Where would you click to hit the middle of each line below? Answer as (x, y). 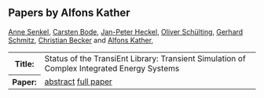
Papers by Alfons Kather (70, 13)
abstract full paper (78, 82)
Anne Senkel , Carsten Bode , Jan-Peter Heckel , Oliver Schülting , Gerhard (126, 31)
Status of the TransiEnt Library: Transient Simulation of (145, 58)
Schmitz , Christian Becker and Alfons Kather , (81, 40)
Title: (24, 64)
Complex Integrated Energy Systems (112, 68)
